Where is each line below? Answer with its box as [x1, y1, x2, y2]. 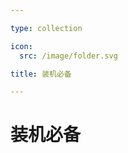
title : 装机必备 [10, 69, 72, 79]
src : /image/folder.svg [19, 51, 118, 61]
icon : [10, 41, 33, 51]
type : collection [10, 23, 83, 33]
